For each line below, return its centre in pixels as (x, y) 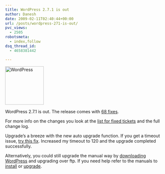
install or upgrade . (24, 166)
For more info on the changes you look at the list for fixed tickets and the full (82, 121)
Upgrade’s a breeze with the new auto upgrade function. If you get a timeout (82, 136)
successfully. (18, 146)
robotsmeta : (17, 37)
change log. (17, 126)
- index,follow (25, 42)
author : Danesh (21, 14)
